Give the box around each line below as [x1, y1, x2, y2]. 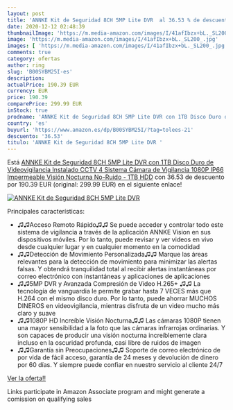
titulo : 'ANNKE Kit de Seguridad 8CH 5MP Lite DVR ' [7, 139, 163, 146]
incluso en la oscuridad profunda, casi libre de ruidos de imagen [17, 339, 201, 347]
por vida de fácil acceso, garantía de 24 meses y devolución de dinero [17, 353, 218, 361]
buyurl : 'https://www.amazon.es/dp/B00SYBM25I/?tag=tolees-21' [7, 126, 194, 133]
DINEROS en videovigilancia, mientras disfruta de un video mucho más [17, 302, 220, 310]
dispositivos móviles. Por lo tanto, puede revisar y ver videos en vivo [17, 235, 214, 244]
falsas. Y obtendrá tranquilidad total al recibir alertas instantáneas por [17, 265, 217, 273]
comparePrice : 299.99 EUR [7, 101, 82, 108]
